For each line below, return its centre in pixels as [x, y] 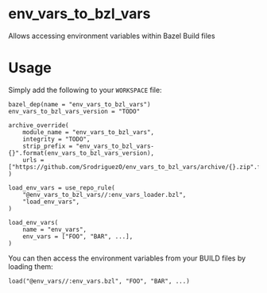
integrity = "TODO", [56, 139]
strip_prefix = [48, 146]
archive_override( [39, 125]
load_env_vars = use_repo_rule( [62, 187]
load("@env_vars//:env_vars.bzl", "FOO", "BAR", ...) [99, 281]
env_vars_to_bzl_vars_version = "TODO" [74, 111]
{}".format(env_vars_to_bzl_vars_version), [81, 153]
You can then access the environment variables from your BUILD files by [127, 258]
